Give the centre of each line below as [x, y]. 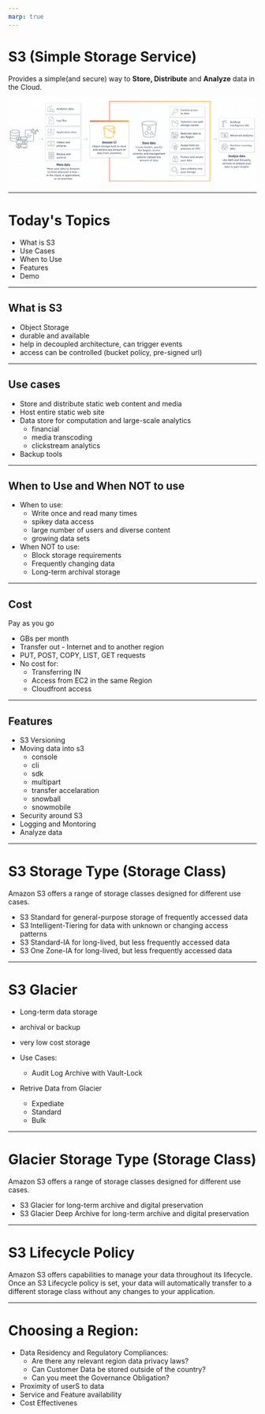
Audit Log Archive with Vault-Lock [87, 1072]
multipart [46, 782]
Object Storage [44, 327]
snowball [46, 799]
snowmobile [51, 807]
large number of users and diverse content [101, 530]
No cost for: [39, 664]
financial [45, 428]
